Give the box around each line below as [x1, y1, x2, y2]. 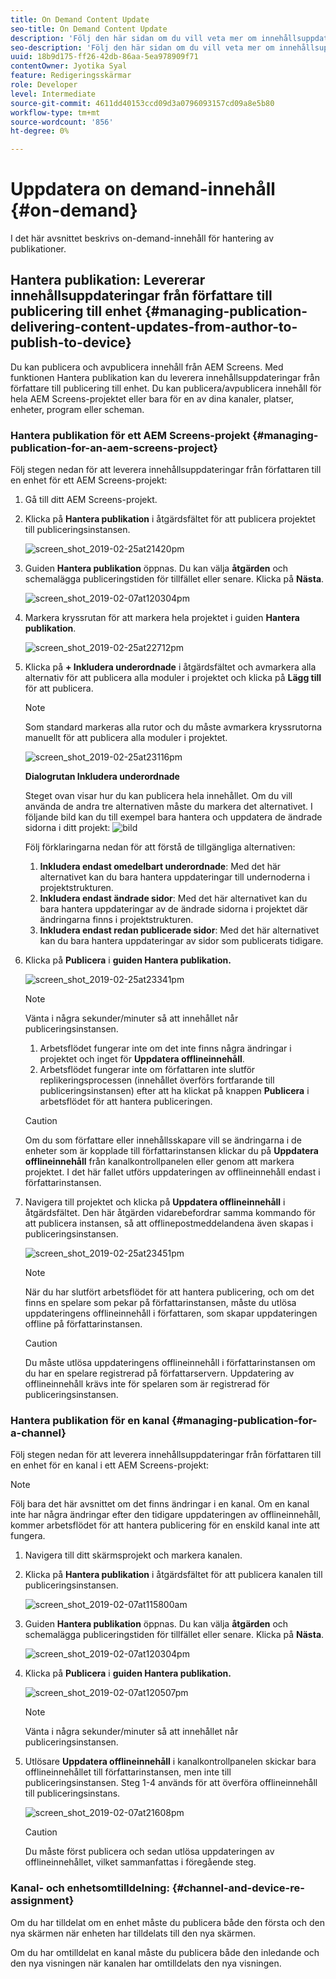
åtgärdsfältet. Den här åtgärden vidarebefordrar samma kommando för [24, 1207, 316, 1219]
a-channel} [10, 1426, 67, 1440]
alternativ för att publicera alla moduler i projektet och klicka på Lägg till [24, 672, 322, 684]
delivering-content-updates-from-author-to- [10, 319, 298, 336]
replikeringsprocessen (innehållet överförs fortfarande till [39, 1074, 275, 1086]
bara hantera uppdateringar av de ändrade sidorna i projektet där [39, 903, 308, 915]
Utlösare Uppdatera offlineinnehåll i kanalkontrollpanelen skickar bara [24, 1756, 317, 1768]
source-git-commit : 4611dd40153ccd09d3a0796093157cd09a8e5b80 [10, 98, 275, 108]
